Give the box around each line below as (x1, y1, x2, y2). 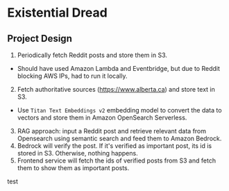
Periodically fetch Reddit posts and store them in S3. (17, 51, 168, 59)
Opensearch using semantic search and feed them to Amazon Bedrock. (17, 134, 222, 142)
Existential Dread (7, 5, 108, 21)
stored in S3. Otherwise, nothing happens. (17, 149, 138, 157)
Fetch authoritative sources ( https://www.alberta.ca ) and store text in (17, 85, 215, 93)
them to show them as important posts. (17, 164, 130, 172)
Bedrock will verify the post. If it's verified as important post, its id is (17, 142, 212, 150)
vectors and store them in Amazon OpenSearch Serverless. (17, 113, 187, 122)
